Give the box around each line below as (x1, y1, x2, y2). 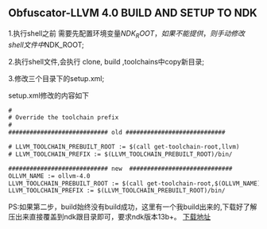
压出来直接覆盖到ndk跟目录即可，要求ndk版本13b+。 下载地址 (8, 212, 211, 222)
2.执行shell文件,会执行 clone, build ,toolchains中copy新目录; (8, 56, 205, 66)
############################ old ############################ (8, 129, 226, 137)
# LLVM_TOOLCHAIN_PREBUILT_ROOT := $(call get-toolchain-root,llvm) (8, 143, 240, 151)
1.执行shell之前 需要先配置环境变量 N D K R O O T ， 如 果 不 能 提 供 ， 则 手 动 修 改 (8, 28, 245, 40)
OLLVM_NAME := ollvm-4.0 (8, 172, 91, 180)
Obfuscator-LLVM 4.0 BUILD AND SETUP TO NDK (8, 6, 257, 20)
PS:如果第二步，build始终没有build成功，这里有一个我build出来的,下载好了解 (8, 202, 257, 212)
